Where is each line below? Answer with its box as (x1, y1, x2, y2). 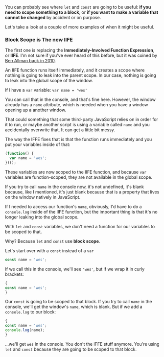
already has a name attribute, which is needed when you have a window (5, 102, 148, 108)
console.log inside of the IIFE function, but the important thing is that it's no (5, 209, 158, 214)
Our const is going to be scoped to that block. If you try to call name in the (5, 299, 152, 305)
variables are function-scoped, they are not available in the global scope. (5, 174, 153, 180)
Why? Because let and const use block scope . (5, 238, 100, 244)
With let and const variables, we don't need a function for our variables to (5, 223, 155, 229)
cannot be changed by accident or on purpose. (5, 15, 101, 20)
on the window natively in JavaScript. (5, 194, 81, 200)
